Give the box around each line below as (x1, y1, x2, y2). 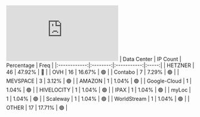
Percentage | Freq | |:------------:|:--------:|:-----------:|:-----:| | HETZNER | (6, 62, 195, 69)
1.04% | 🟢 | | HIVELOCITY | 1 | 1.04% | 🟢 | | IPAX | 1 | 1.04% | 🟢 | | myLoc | (6, 86, 191, 93)
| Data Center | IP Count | (119, 56, 181, 62)
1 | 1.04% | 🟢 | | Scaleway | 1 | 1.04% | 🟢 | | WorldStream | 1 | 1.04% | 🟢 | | (6, 95, 190, 102)
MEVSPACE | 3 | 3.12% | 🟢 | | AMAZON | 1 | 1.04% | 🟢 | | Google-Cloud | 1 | (6, 77, 192, 84)
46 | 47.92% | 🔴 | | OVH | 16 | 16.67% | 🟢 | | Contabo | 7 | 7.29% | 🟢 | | (6, 68, 179, 75)
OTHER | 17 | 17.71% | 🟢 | (6, 104, 68, 111)
